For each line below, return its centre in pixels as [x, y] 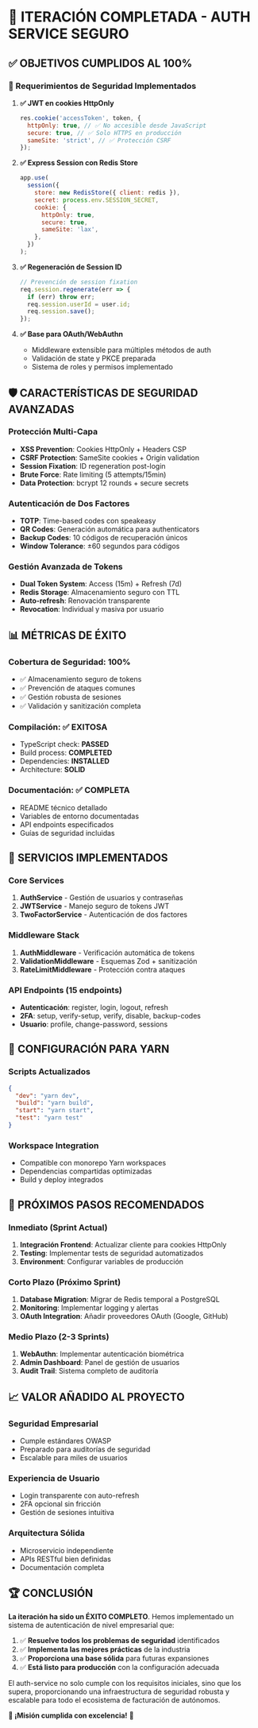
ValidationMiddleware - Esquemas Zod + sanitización [108, 961]
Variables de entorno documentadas [79, 816]
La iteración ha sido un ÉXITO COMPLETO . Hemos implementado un [121, 1616]
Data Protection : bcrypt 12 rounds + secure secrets [104, 483]
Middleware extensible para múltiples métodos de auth [121, 350]
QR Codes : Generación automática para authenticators [110, 529]
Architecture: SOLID [52, 770]
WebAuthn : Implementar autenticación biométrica [102, 1354]
